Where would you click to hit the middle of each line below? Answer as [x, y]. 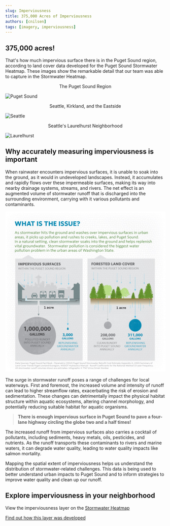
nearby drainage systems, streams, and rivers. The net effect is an [75, 188]
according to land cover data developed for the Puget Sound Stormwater [81, 66]
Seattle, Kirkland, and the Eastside [85, 106]
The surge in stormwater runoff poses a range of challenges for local [77, 379]
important [21, 159]
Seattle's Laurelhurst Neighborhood [85, 126]
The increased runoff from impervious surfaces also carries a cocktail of [81, 432]
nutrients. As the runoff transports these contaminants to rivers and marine [84, 443]
